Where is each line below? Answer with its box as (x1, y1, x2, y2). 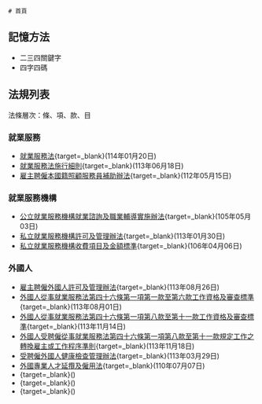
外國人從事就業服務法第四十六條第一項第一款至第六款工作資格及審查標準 (19, 292, 254, 301)
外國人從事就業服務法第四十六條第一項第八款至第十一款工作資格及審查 (19, 311, 248, 321)
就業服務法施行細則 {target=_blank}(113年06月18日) (19, 160, 184, 171)
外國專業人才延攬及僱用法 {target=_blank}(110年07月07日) (19, 361, 205, 370)
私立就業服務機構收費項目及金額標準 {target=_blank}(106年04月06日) (19, 241, 242, 251)
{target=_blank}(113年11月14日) (26, 321, 126, 331)
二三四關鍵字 (19, 53, 61, 62)
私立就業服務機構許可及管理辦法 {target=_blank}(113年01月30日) (19, 231, 226, 241)
